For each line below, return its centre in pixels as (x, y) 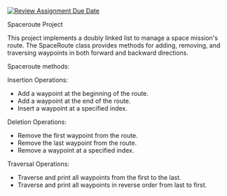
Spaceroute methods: (39, 66)
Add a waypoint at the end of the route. (74, 101)
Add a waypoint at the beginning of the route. (83, 93)
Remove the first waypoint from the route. (77, 135)
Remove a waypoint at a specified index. (76, 150)
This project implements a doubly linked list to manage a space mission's (113, 38)
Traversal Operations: (39, 164)
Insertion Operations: (38, 80)
